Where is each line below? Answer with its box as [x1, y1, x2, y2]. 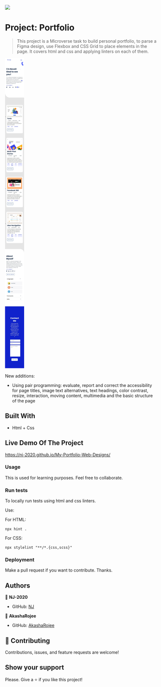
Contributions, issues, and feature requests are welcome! [5, 650, 119, 655]
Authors [5, 581, 30, 590]
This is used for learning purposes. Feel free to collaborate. [5, 475, 123, 480]
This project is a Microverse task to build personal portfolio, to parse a [16, 38, 157, 44]
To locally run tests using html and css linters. [5, 498, 96, 504]
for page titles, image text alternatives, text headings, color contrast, [12, 387, 148, 393]
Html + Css [12, 425, 35, 431]
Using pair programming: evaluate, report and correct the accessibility [12, 382, 152, 388]
